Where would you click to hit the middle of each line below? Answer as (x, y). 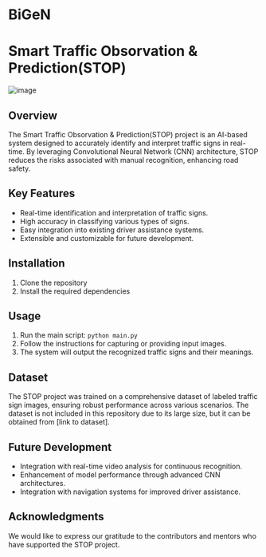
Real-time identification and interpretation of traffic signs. (114, 212)
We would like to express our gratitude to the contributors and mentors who (133, 535)
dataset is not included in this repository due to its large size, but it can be (129, 413)
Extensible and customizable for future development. (107, 238)
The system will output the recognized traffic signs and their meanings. (137, 352)
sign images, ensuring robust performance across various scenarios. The (129, 405)
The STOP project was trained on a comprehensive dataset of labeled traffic (133, 397)
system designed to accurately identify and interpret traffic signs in (118, 143)
